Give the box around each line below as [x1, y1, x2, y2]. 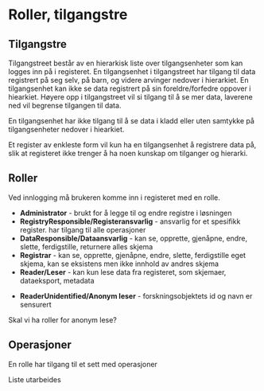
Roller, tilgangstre [8, 6, 128, 24]
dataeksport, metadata [19, 276, 95, 285]
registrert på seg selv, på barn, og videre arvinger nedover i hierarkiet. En [8, 76, 249, 84]
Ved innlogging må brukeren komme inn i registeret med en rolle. [8, 193, 221, 202]
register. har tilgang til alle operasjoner [19, 225, 146, 234]
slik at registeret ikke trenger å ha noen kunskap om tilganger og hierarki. [8, 149, 248, 158]
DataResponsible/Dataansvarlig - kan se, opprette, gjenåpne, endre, [19, 233, 248, 243]
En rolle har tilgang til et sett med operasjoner [8, 359, 157, 369]
